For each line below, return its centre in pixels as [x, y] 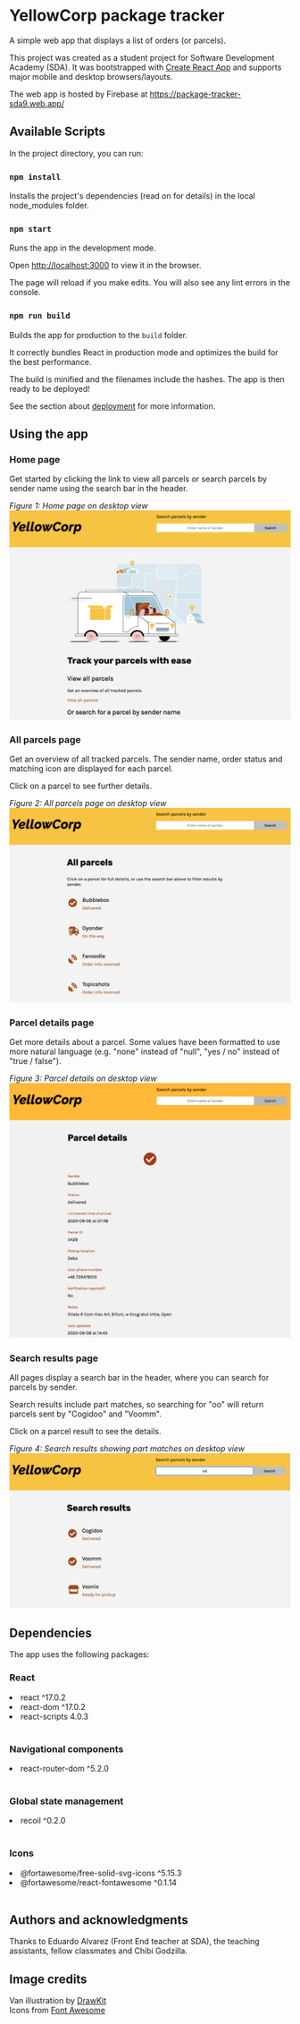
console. [25, 293]
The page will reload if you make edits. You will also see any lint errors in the [150, 283]
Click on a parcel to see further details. [81, 786]
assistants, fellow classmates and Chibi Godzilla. [98, 1951]
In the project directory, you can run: [76, 153]
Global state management [67, 1801]
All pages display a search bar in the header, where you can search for [139, 1378]
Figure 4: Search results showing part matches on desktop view [127, 1449]
